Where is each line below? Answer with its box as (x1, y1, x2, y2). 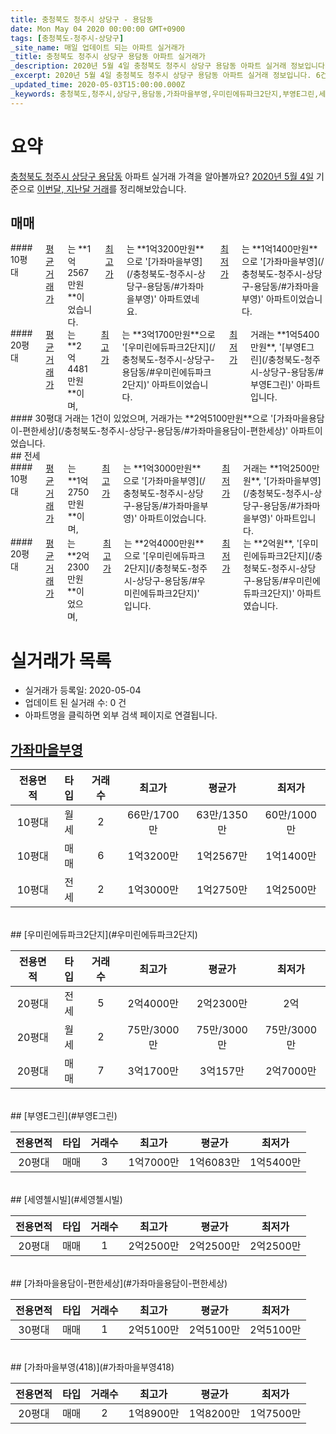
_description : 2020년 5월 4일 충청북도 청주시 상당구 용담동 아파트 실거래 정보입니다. (10, 61, 330, 71)
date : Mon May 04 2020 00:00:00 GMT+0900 (10, 24, 186, 34)
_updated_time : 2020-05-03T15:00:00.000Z (10, 80, 186, 90)
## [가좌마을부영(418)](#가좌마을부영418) (10, 1361, 175, 1373)
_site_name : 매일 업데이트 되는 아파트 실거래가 (10, 42, 185, 53)
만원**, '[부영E (250, 341, 307, 353)
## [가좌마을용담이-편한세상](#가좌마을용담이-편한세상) (10, 1277, 228, 1290)
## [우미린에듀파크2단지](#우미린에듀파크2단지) (10, 929, 198, 941)
